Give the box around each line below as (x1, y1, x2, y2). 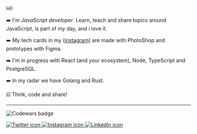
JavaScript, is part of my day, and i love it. (6, 25, 107, 32)
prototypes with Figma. (6, 45, 62, 52)
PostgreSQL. (6, 66, 37, 72)
